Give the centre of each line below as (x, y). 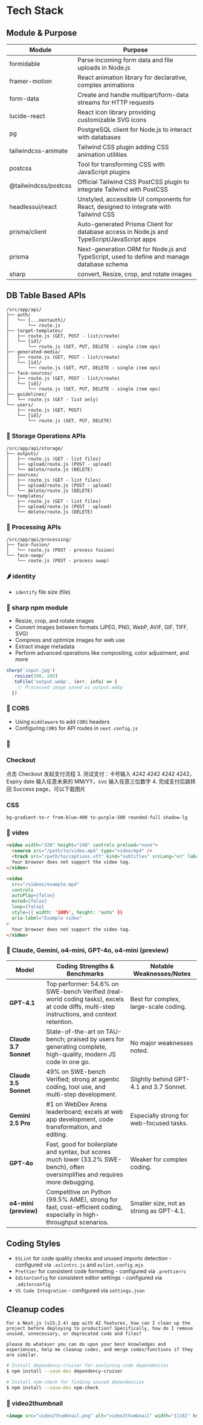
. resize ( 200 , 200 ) (35, 676)
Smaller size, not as (158, 1203)
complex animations (106, 85)
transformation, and (74, 1127)
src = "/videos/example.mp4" (46, 884)
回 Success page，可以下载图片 (46, 789)
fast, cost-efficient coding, (84, 1207)
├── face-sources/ (29, 373)
